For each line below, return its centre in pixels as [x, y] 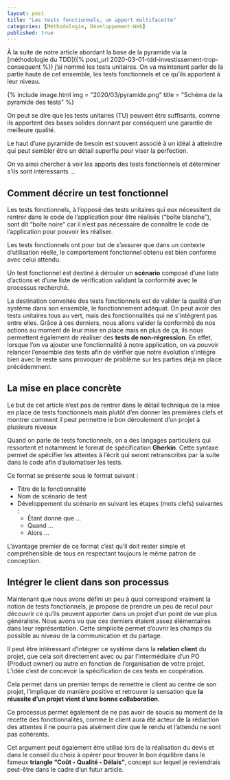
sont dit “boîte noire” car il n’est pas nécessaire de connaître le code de [108, 224]
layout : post [26, 13]
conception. [24, 560]
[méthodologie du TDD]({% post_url [58, 60]
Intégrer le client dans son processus [88, 582]
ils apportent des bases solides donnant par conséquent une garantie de [110, 123]
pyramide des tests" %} [41, 102]
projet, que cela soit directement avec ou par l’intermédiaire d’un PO [104, 656]
